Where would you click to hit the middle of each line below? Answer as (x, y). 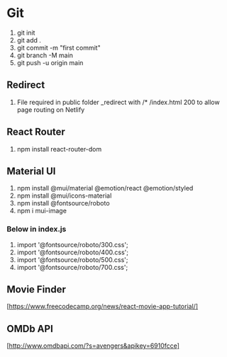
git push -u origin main (50, 62)
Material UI (31, 171)
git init (26, 33)
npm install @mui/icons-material (64, 195)
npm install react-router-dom (59, 149)
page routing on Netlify (51, 109)
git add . (29, 40)
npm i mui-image (41, 211)
